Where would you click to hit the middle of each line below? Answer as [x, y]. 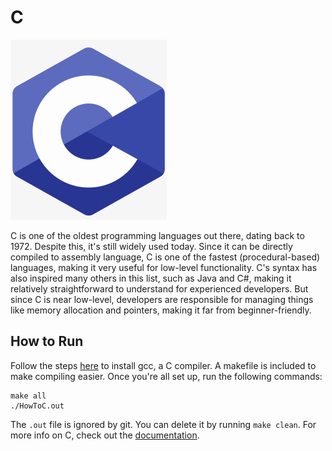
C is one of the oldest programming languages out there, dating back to [157, 235]
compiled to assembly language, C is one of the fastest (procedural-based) [165, 257]
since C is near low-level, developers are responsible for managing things [162, 299]
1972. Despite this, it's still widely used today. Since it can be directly [151, 246]
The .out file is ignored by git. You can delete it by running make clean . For [163, 424]
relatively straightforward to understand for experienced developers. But [159, 288]
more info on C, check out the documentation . [105, 435]
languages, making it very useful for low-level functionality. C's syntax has [164, 267]
